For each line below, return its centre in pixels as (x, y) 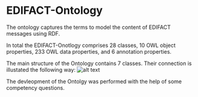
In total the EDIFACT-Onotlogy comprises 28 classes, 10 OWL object (91, 45)
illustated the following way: (41, 69)
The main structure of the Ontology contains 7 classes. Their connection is (99, 63)
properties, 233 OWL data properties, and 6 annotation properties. (89, 51)
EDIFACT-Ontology (55, 11)
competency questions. (36, 87)
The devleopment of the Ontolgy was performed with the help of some (94, 81)
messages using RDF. (33, 33)
